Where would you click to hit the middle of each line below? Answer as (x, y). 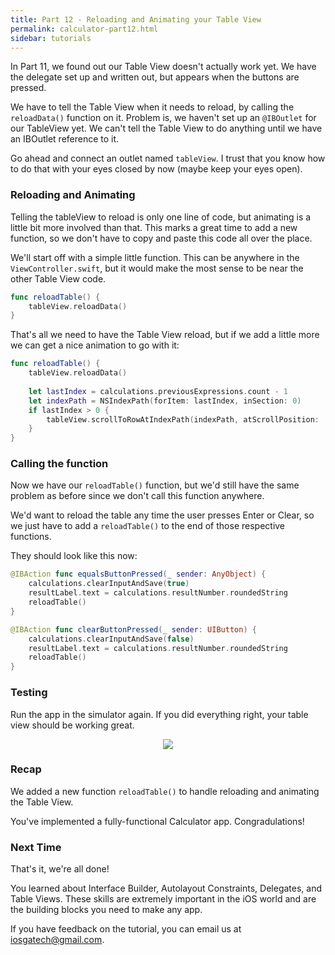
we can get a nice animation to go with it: (95, 345)
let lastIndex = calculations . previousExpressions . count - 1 (158, 391)
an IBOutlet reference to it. (65, 139)
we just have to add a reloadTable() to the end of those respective (148, 526)
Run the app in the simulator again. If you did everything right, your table (159, 714)
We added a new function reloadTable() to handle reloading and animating (165, 791)
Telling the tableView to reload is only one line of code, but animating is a (161, 217)
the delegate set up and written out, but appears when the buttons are (155, 77)
